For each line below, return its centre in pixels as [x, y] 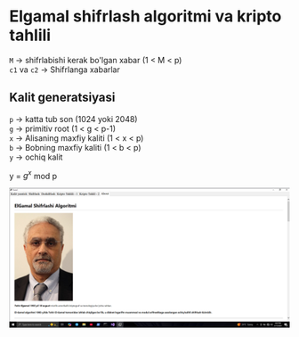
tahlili [30, 35]
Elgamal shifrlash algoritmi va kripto [145, 16]
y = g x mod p [33, 175]
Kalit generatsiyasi [62, 98]
